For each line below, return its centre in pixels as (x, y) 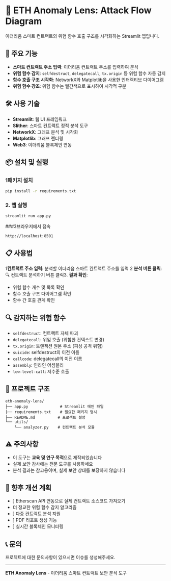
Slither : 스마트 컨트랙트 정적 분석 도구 (50, 125)
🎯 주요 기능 (22, 54)
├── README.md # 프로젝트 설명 (45, 417)
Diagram (24, 21)
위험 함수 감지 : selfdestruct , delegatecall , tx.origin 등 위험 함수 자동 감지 (89, 73)
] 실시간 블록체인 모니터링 (38, 526)
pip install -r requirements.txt (41, 191)
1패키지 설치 (19, 180)
